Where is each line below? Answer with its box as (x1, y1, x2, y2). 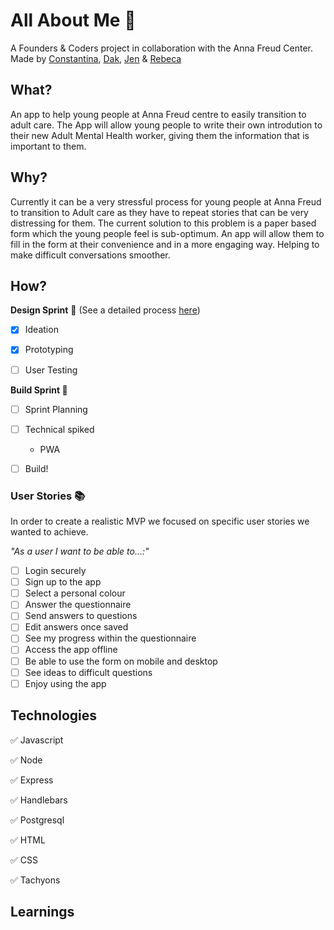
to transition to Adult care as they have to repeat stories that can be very (10, 206, 309, 218)
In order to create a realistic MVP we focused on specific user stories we (10, 515, 310, 528)
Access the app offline (24, 644, 118, 656)
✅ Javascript (10, 734, 64, 746)
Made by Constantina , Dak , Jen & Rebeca (10, 52, 182, 64)
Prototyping (24, 344, 74, 356)
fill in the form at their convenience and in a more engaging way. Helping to (10, 238, 320, 250)
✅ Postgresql (10, 814, 65, 826)
